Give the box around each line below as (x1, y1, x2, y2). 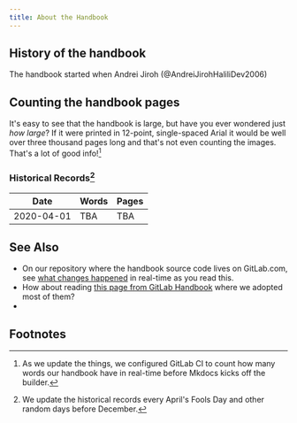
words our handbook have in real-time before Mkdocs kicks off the (21, 368, 266, 379)
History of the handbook (9, 46, 147, 61)
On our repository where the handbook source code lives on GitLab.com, (21, 263, 288, 274)
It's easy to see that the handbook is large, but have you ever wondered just (9, 119, 286, 129)
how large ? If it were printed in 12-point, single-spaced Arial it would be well (9, 127, 286, 138)
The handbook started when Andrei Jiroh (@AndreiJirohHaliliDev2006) (9, 69, 268, 80)
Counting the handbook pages (9, 95, 180, 110)
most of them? (21, 291, 75, 302)
